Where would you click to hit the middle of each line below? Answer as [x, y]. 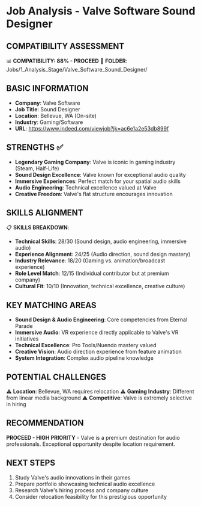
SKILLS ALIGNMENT [45, 213]
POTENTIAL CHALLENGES [56, 377]
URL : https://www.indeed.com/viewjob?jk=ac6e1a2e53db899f [92, 128]
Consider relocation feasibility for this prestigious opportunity [91, 496]
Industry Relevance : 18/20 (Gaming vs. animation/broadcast [90, 261]
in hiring [16, 404]
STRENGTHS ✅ [35, 148]
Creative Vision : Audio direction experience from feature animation [98, 352]
